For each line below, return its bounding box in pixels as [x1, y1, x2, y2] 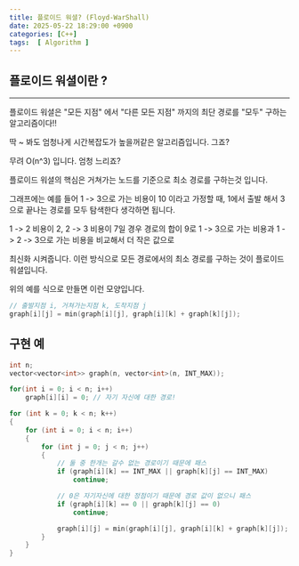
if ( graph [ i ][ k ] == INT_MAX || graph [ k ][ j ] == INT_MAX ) [56, 467, 269, 476]
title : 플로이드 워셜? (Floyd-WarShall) [9, 12, 149, 22]
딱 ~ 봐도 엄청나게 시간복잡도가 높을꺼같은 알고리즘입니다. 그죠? [9, 137, 230, 148]
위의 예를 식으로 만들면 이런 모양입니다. [9, 284, 145, 295]
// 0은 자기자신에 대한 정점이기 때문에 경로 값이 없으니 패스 [56, 491, 252, 500]
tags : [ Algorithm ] [9, 37, 90, 47]
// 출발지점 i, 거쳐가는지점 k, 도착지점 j [9, 302, 147, 311]
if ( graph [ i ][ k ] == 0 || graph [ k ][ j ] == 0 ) [56, 499, 221, 508]
